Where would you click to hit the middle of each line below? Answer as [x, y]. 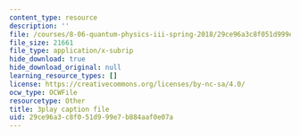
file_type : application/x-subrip [71, 51]
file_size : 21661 [42, 42]
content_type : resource [54, 17]
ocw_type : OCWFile [43, 92]
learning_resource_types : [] [63, 76]
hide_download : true [48, 59]
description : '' [39, 26]
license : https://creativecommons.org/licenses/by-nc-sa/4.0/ [127, 84]
